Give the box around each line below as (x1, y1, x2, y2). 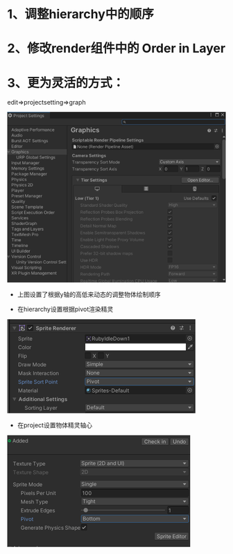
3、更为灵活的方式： (7, 75, 125, 91)
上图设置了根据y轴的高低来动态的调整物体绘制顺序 (17, 290, 161, 298)
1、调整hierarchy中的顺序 (7, 6, 155, 22)
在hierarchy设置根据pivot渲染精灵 (17, 305, 114, 313)
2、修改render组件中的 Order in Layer (7, 41, 226, 56)
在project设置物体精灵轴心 (17, 420, 92, 429)
